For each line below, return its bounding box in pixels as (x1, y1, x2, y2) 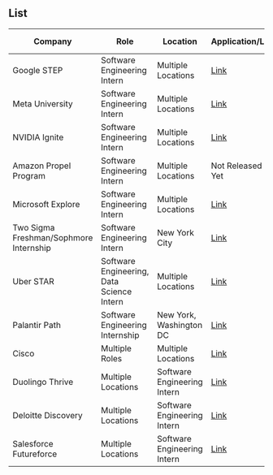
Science (101, 286, 132, 297)
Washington (157, 319, 203, 330)
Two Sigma (12, 222, 55, 233)
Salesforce (12, 438, 54, 449)
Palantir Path (12, 319, 61, 330)
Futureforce (12, 448, 58, 460)
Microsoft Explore (12, 198, 80, 209)
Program (12, 170, 46, 181)
